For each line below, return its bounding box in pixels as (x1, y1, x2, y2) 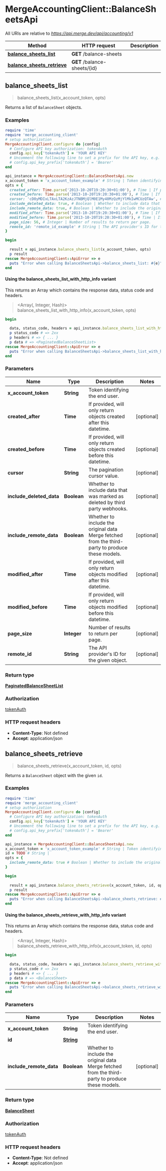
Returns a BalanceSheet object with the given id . (5, 772, 103, 778)
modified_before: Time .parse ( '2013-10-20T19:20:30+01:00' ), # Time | (9, 215, 156, 220)
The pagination (88, 466, 124, 473)
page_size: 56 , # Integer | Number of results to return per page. (9, 219, 152, 225)
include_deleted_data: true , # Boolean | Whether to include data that (9, 201, 161, 206)
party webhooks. (88, 505, 128, 512)
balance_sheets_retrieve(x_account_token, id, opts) (17, 763, 122, 769)
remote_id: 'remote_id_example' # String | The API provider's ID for (9, 224, 158, 229)
